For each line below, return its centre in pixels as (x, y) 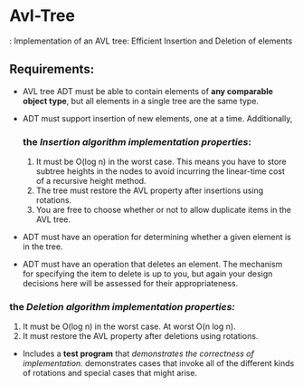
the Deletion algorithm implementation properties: (122, 306)
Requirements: (52, 69)
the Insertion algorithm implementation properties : (137, 141)
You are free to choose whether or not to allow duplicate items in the (164, 210)
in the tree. (43, 247)
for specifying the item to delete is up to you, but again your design (147, 274)
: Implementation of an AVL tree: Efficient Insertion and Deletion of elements (151, 41)
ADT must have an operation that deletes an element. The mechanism (152, 265)
